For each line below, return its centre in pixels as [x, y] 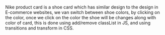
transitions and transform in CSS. [39, 28]
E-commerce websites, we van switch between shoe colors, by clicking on [82, 12]
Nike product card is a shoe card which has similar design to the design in [82, 7]
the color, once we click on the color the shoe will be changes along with [80, 17]
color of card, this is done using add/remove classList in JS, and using [78, 23]
